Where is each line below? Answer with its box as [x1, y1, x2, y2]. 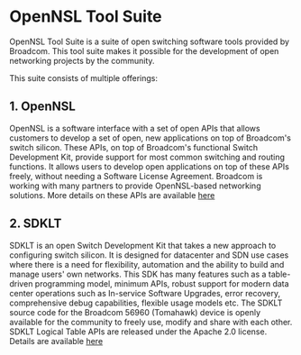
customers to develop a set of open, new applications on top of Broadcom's [9, 132, 291, 143]
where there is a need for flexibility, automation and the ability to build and [9, 259, 285, 269]
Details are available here [9, 335, 104, 346]
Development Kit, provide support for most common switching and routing [9, 151, 286, 162]
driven [9, 278, 33, 289]
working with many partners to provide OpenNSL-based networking [9, 180, 261, 191]
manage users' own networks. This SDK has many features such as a [9, 269, 267, 279]
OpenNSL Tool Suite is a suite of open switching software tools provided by [9, 36, 290, 47]
